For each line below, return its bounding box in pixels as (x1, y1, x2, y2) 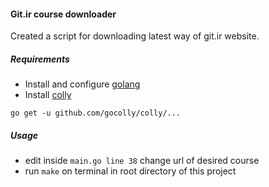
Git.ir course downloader (10, 8, 117, 20)
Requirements (10, 53, 70, 65)
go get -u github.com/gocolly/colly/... (10, 108, 182, 119)
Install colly (24, 89, 72, 101)
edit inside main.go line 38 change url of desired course (24, 155, 260, 167)
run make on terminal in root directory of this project (24, 165, 237, 177)
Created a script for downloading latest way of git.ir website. (10, 30, 260, 42)
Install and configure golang (24, 78, 141, 90)
